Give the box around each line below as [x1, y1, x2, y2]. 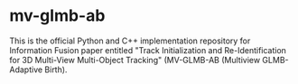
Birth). [44, 64, 68, 75]
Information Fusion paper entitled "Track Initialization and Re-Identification [9, 44, 287, 55]
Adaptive [9, 64, 43, 75]
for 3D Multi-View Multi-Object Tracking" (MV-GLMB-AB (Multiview [9, 54, 260, 65]
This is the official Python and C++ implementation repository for [9, 35, 251, 46]
